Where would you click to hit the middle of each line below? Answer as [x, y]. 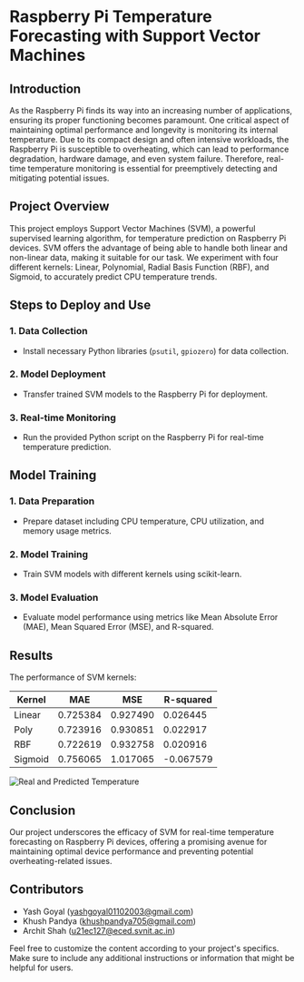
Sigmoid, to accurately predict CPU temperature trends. [113, 276]
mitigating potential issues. [59, 178]
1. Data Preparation [52, 501]
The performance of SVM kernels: [73, 677]
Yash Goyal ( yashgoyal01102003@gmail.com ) [108, 911]
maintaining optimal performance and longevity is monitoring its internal [144, 130]
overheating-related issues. [61, 861]
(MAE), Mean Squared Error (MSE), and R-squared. [118, 627]
